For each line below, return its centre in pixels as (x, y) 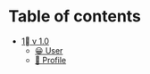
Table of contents (75, 16)
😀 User (49, 50)
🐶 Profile (50, 60)
